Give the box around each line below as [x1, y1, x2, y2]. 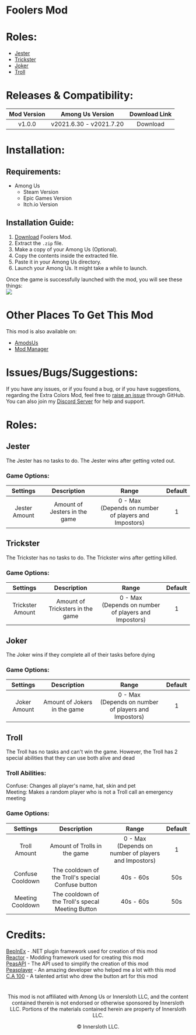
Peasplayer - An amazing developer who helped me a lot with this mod [6, 966, 176, 973]
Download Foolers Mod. [14, 233, 72, 240]
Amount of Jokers [43, 698, 93, 706]
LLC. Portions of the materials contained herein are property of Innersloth [9, 1005, 187, 1012]
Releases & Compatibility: [6, 89, 134, 103]
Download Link [129, 110, 172, 118]
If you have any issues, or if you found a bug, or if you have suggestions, [6, 385, 181, 392]
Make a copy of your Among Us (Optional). [14, 245, 118, 252]
